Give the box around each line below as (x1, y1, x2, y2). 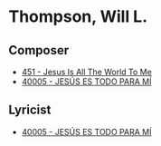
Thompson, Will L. (8, 6, 148, 27)
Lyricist (8, 102, 52, 118)
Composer (8, 43, 70, 58)
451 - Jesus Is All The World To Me (21, 66, 153, 77)
